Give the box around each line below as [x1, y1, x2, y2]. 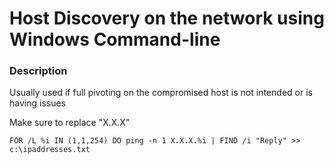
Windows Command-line [9, 28, 221, 51]
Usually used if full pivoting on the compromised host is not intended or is [9, 87, 313, 99]
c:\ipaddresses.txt [9, 145, 91, 155]
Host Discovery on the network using [9, 7, 325, 30]
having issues [9, 97, 66, 109]
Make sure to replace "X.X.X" [9, 117, 131, 129]
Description [9, 64, 68, 78]
